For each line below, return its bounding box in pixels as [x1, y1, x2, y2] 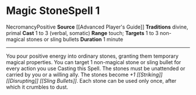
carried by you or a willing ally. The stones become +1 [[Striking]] [6, 71, 163, 78]
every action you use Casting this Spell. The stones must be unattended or [6, 65, 185, 72]
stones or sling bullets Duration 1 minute [26, 36, 124, 43]
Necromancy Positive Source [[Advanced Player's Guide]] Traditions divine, [6, 23, 188, 30]
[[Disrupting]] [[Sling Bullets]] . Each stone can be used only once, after [6, 77, 177, 84]
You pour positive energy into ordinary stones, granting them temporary [6, 52, 179, 59]
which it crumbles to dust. [6, 83, 69, 90]
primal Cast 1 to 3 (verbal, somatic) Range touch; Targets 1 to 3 [6, 29, 159, 36]
